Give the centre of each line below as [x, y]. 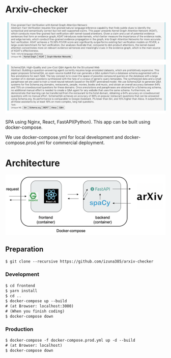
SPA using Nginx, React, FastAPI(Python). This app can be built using [78, 122]
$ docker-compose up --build [36, 301]
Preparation [24, 249]
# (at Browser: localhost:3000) [39, 306]
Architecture [33, 163]
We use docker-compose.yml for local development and [64, 137]
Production [19, 329]
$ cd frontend [20, 285]
